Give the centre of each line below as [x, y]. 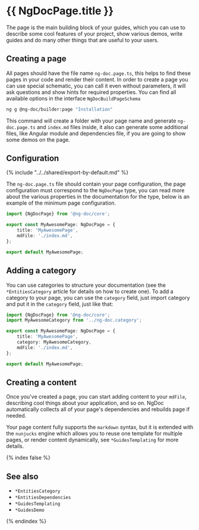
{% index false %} [28, 458]
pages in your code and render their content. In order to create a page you [97, 79]
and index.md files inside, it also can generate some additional [112, 127]
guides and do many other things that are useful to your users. [83, 40]
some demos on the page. [38, 139]
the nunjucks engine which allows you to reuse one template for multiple [94, 434]
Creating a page [36, 59]
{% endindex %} [26, 521]
